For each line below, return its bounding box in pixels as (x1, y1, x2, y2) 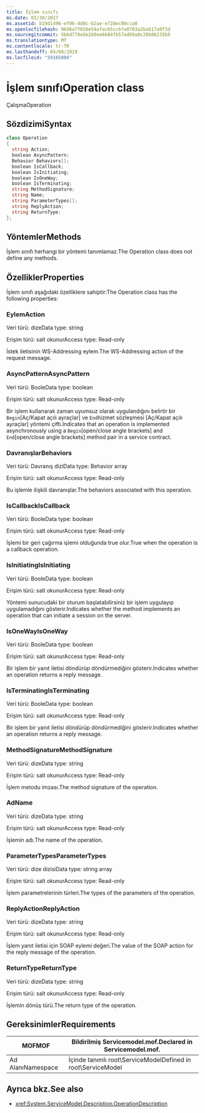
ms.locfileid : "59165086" (6, 54, 72, 61)
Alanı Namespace (9, 1063, 59, 1071)
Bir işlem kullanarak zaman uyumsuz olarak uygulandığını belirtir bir (6, 407, 176, 414)
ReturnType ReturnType (6, 964, 77, 972)
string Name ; (12, 192, 45, 198)
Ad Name (6, 798, 33, 807)
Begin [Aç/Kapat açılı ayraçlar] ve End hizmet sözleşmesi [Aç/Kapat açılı (6, 414, 183, 421)
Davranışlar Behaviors (6, 448, 72, 457)
